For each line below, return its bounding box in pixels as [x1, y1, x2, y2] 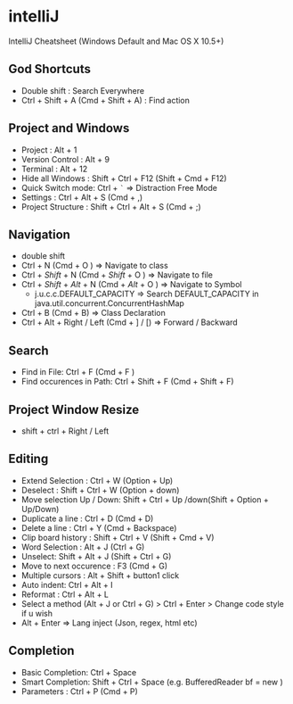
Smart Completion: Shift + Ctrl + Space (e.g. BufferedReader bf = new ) [20, 676, 284, 687]
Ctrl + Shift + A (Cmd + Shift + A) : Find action [20, 95, 191, 105]
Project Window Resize [8, 402, 140, 417]
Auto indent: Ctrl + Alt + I [20, 579, 113, 590]
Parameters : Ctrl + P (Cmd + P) [20, 685, 139, 697]
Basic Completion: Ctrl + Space [20, 667, 137, 677]
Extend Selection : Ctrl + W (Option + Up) [20, 475, 174, 485]
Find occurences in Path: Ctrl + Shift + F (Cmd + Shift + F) [20, 377, 234, 387]
